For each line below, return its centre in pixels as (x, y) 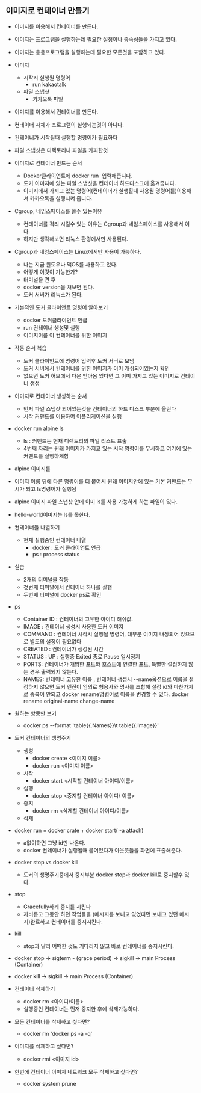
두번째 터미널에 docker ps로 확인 (62, 594)
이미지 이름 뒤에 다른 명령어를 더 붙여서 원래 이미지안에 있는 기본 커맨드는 (100, 481)
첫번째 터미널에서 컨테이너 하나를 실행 (68, 587)
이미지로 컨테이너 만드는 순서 (48, 163)
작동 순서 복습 (30, 348)
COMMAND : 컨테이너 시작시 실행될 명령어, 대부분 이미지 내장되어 (101, 634)
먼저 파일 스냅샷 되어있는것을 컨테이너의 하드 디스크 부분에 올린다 (100, 408)
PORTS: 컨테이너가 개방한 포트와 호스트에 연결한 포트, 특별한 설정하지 (105, 664)
